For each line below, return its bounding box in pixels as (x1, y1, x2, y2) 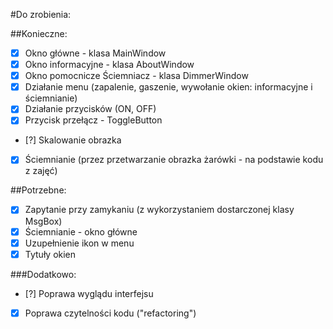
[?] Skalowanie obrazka (24, 134, 122, 146)
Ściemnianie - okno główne (24, 225, 138, 238)
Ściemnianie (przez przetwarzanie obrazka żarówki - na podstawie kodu (24, 154, 324, 166)
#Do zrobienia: (10, 9, 72, 20)
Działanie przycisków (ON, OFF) (24, 103, 157, 115)
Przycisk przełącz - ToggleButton (24, 114, 163, 126)
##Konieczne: (10, 28, 68, 39)
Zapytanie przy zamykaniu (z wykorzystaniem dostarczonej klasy (24, 204, 295, 216)
